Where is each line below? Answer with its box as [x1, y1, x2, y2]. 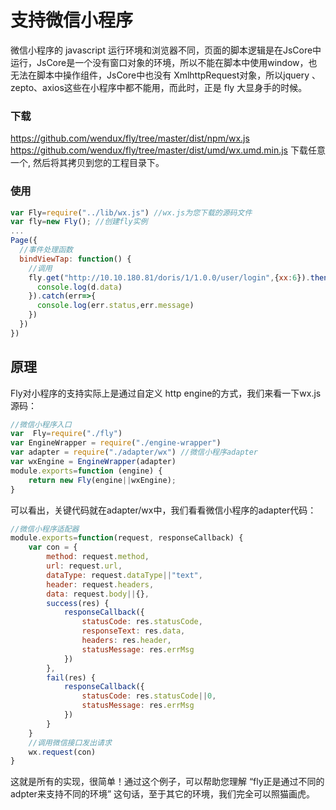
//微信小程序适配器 [10, 524, 80, 534]
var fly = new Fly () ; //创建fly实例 [10, 217, 148, 227]
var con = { [28, 542, 78, 553]
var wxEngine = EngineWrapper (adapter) [10, 457, 177, 467]
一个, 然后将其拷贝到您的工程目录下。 [10, 157, 165, 169]
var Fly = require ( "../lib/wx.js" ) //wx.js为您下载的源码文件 [10, 207, 253, 218]
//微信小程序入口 [10, 419, 72, 430]
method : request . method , [46, 552, 150, 562]
